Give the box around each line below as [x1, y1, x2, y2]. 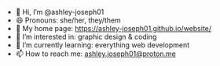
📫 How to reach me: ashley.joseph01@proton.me [15, 49, 177, 58]
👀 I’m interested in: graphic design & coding [15, 32, 157, 41]
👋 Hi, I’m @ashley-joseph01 [15, 8, 104, 16]
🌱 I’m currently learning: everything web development [15, 40, 190, 50]
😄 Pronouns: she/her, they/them [15, 16, 122, 25]
